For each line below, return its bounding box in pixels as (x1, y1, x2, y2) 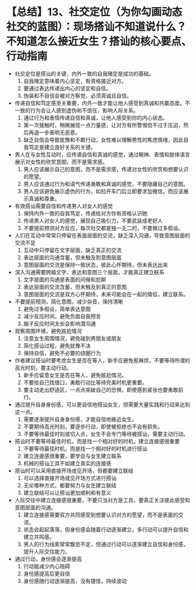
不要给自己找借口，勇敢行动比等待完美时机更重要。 (23, 379, 148, 386)
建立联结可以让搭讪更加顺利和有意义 (23, 489, 112, 496)
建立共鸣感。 (23, 533, 55, 540)
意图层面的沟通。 (14, 504, 57, 511)
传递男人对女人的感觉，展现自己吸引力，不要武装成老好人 (23, 217, 163, 224)
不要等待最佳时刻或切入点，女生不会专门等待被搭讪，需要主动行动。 (23, 430, 189, 437)
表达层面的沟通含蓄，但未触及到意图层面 (23, 254, 122, 261)
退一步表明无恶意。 (34, 129, 81, 136)
